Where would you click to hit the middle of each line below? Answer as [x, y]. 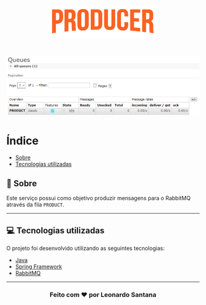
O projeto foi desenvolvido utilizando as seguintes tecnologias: [86, 248]
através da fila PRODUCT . [35, 205]
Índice [22, 141]
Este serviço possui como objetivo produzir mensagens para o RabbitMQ [99, 198]
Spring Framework [39, 266]
